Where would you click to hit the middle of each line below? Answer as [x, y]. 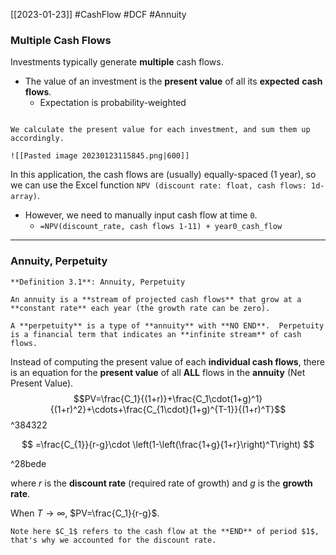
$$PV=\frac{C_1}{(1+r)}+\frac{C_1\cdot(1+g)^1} [168, 398]
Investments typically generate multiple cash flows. [117, 62]
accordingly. [37, 139]
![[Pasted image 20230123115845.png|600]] [100, 156]
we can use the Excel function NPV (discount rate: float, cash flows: [158, 185]
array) [24, 197]
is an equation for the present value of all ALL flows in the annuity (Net [158, 372]
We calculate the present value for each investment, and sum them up [160, 130]
